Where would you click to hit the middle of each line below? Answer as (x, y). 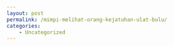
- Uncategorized (42, 32)
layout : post (25, 13)
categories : (23, 26)
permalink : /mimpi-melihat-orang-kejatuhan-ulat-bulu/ (87, 20)
